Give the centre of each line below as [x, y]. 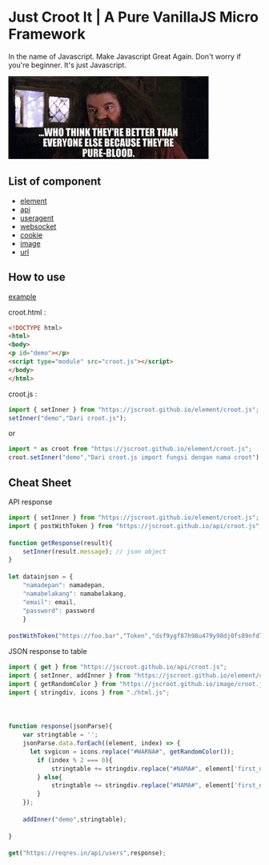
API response [30, 502]
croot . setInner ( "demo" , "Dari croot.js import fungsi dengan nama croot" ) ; [136, 457]
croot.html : [27, 312]
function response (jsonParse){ [60, 726]
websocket [38, 226]
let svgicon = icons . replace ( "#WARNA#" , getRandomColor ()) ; [132, 751]
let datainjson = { [41, 577]
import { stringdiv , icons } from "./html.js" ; [89, 692]
